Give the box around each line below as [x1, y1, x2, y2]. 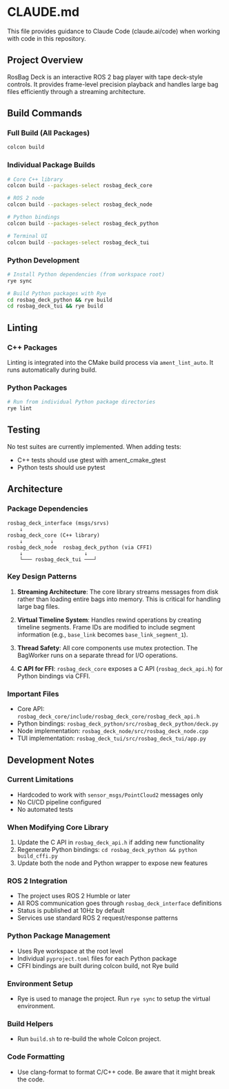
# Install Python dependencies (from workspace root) [7, 271, 166, 278]
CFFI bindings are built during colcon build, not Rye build [17, 961, 179, 969]
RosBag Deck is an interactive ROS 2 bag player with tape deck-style [7, 73, 203, 81]
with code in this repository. [7, 34, 86, 42]
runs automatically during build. [7, 366, 97, 374]
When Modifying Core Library [7, 822, 109, 832]
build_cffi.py [17, 853, 58, 860]
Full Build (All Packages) [7, 129, 90, 138]
